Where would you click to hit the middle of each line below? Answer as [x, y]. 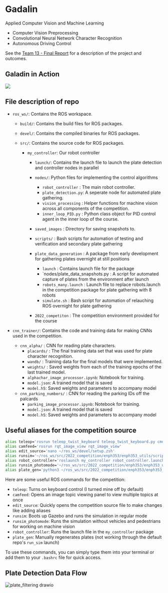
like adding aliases [31, 510]
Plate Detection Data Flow [46, 573]
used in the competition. [37, 336]
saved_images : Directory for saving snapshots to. [85, 228]
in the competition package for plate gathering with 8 [97, 289]
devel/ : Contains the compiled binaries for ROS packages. [80, 133]
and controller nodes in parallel [67, 168]
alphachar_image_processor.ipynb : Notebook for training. [86, 377]
